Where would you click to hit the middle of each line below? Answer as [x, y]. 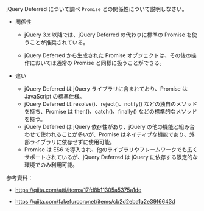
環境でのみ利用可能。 [51, 165]
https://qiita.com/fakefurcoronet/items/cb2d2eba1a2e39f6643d [95, 202]
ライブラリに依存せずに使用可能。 [72, 142]
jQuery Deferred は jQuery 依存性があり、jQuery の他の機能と [101, 127]
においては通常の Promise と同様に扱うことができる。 [97, 63]
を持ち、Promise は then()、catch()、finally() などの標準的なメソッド [111, 112]
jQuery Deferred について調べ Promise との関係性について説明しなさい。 [97, 9]
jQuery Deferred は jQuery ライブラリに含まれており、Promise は [106, 89]
